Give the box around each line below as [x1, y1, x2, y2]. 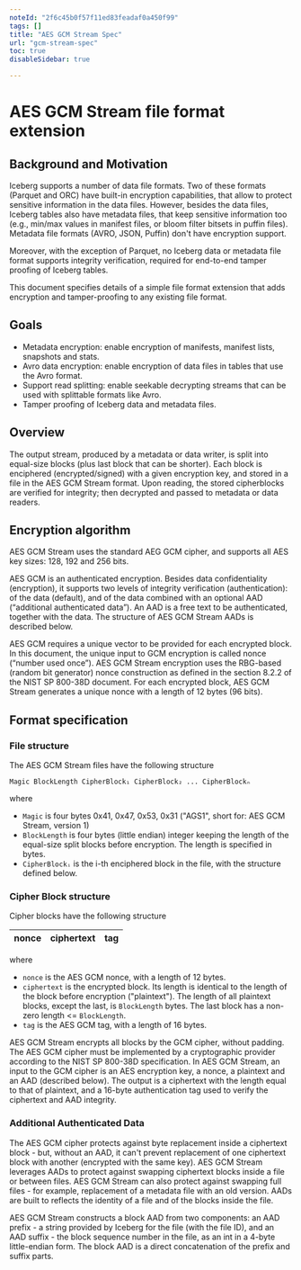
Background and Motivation [9, 157, 168, 172]
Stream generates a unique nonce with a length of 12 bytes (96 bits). [9, 686, 263, 697]
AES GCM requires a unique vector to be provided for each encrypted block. [9, 639, 292, 649]
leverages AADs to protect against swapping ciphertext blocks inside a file [9, 1166, 286, 1176]
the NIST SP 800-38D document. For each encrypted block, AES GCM [9, 676, 270, 688]
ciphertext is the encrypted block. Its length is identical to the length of [22, 981, 288, 992]
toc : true [9, 47, 47, 56]
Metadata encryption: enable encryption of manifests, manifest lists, [22, 341, 276, 352]
